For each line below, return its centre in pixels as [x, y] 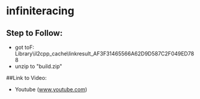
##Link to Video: [26, 78]
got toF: [24, 47]
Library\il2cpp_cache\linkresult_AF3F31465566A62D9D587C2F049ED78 [104, 54]
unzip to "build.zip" [39, 66]
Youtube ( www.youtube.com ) [51, 89]
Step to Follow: [34, 33]
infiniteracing [40, 11]
